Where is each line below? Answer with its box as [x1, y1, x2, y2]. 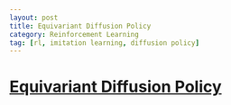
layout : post [9, 13, 59, 22]
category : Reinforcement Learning [9, 30, 140, 39]
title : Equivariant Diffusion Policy [9, 22, 152, 31]
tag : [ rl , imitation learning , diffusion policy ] [9, 38, 200, 48]
